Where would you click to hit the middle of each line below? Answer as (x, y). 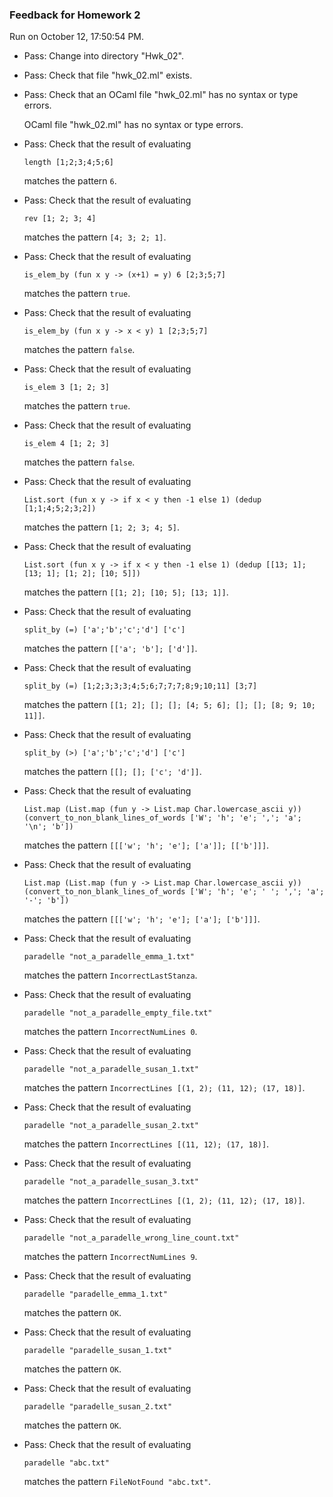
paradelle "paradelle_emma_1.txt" (95, 1294)
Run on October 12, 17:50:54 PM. (77, 37)
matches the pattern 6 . (70, 181)
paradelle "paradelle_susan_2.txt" (98, 1407)
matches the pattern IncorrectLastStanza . (110, 975)
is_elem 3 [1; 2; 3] (66, 388)
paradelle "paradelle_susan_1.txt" (98, 1351)
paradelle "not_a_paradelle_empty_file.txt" (118, 1013)
